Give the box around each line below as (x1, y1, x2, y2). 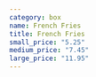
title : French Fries (9, 29, 86, 38)
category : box (9, 12, 62, 22)
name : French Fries (9, 21, 82, 30)
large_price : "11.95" (9, 54, 90, 63)
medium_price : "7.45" (9, 46, 90, 55)
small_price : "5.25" (9, 37, 86, 47)
